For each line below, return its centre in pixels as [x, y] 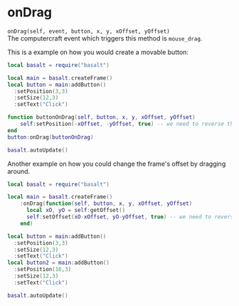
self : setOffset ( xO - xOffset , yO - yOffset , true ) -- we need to [119, 217]
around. [19, 171]
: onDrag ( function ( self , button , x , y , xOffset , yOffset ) [106, 204]
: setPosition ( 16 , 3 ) [43, 270]
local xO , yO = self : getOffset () [76, 211]
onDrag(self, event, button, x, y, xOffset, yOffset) [89, 31]
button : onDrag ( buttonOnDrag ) [51, 137]
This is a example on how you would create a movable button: [98, 52]
